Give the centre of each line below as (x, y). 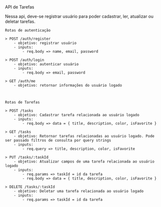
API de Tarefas (20, 7)
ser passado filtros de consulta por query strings (58, 140)
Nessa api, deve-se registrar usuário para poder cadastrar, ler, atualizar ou (79, 16)
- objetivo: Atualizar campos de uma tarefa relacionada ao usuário (84, 162)
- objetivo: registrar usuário (45, 43)
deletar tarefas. (20, 22)
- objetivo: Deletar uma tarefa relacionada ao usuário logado (79, 191)
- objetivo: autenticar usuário (46, 64)
